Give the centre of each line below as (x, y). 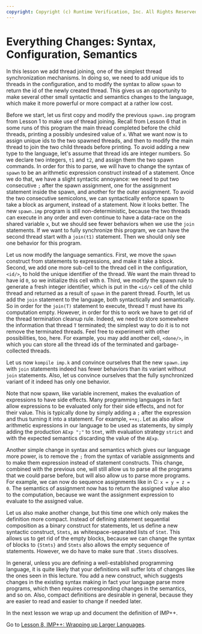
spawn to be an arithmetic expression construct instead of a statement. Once (100, 172)
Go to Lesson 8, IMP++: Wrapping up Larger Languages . (76, 624)
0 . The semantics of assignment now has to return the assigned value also (98, 488)
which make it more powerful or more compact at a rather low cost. (90, 103)
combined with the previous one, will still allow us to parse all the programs (99, 469)
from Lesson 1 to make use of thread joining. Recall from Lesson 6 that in (96, 121)
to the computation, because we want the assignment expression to (90, 494)
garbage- (167, 344)
